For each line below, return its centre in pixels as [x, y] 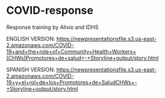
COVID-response [50, 11]
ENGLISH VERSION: [31, 38]
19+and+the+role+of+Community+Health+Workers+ [71, 51]
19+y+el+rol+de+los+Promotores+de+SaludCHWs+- [72, 82]
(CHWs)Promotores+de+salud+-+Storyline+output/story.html [82, 58]
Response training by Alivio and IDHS [52, 27]
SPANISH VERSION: [31, 69]
